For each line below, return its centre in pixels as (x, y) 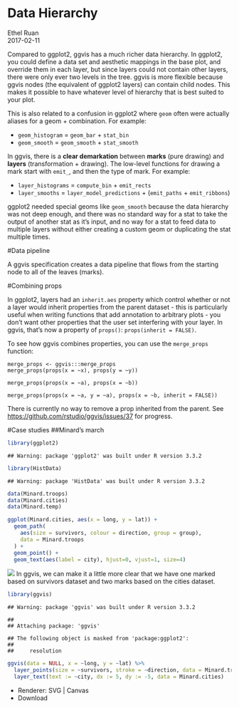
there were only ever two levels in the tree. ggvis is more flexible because (115, 77)
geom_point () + (36, 553)
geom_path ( (30, 526)
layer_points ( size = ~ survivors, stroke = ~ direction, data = (108, 670)
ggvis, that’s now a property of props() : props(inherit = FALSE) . (102, 330)
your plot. (21, 99)
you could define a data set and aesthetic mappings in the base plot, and (114, 61)
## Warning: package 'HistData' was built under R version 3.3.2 (106, 481)
